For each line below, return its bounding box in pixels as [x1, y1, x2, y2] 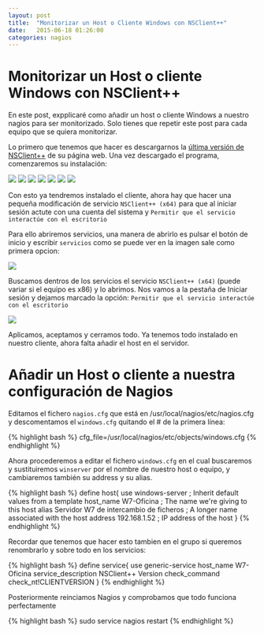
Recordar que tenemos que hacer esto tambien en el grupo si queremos [8, 537, 242, 546]
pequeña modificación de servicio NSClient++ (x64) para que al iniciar [8, 199, 237, 209]
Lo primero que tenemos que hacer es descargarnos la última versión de [8, 143, 244, 152]
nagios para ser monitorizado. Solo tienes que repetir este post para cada [8, 119, 247, 128]
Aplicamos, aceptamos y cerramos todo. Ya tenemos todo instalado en [8, 330, 238, 340]
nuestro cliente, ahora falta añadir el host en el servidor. [8, 338, 190, 348]
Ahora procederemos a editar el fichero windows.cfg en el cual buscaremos [8, 456, 252, 466]
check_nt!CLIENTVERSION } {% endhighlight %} [8, 577, 165, 587]
